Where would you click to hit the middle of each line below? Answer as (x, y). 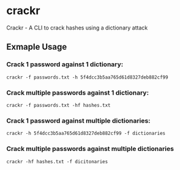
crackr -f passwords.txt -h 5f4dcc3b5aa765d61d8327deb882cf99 (87, 77)
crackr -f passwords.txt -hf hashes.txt (59, 105)
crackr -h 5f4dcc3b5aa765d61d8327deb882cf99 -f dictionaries (86, 133)
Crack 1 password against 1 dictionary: (65, 64)
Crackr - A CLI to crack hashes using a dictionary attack (77, 28)
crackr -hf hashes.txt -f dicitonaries (57, 161)
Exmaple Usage (37, 47)
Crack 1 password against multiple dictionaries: (79, 120)
